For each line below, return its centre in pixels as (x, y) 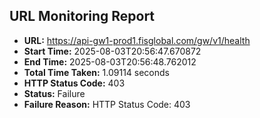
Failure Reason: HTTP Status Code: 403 (107, 104)
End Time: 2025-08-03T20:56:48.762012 (110, 61)
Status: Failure (54, 93)
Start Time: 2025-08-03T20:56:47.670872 (112, 51)
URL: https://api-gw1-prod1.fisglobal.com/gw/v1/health (137, 40)
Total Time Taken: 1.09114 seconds (96, 72)
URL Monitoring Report (82, 16)
